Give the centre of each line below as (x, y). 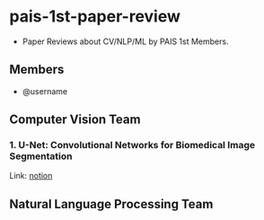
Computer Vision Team (75, 120)
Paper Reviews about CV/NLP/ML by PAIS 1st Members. (125, 41)
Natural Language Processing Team (111, 204)
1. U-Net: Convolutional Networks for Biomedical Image (132, 145)
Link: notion (31, 176)
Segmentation (41, 156)
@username (45, 91)
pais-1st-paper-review (95, 17)
